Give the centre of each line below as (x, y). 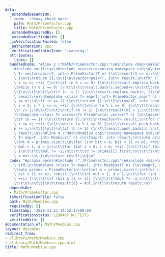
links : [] (24, 60)
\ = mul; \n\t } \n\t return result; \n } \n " (55, 156)
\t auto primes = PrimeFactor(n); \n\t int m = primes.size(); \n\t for (84, 170)
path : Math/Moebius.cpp (34, 201)
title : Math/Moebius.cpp (30, 247)
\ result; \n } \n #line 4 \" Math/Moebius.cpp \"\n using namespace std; (84, 133)
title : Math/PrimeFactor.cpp (44, 28)
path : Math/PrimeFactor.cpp (42, 23)
